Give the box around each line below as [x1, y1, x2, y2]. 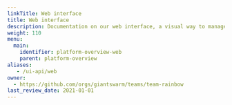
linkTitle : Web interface [7, 10, 81, 17]
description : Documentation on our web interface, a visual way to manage [7, 23, 227, 30]
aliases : [7, 61, 32, 68]
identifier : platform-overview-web [19, 49, 122, 56]
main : [13, 42, 30, 49]
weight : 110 [7, 29, 41, 37]
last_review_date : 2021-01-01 [7, 87, 95, 94]
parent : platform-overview [19, 55, 97, 62]
